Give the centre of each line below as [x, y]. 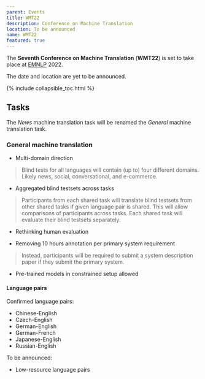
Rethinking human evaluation [52, 232]
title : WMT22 [23, 18]
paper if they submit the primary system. [73, 262]
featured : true [26, 40]
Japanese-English [38, 339]
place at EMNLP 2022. [35, 64]
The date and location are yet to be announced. [67, 76]
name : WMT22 [21, 35]
